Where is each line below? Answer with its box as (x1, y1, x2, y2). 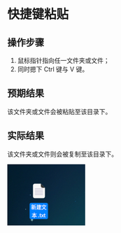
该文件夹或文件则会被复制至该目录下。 (7, 150, 118, 158)
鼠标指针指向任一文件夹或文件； (17, 57, 110, 64)
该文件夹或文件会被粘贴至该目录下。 (7, 107, 112, 115)
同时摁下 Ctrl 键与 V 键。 (17, 65, 89, 73)
